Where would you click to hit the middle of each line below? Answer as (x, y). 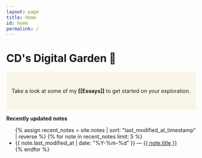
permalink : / (23, 29)
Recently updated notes (37, 119)
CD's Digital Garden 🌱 (61, 58)
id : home (17, 23)
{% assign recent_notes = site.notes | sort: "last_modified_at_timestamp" (105, 130)
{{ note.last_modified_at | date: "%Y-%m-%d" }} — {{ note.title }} (96, 143)
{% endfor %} (32, 150)
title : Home (21, 17)
